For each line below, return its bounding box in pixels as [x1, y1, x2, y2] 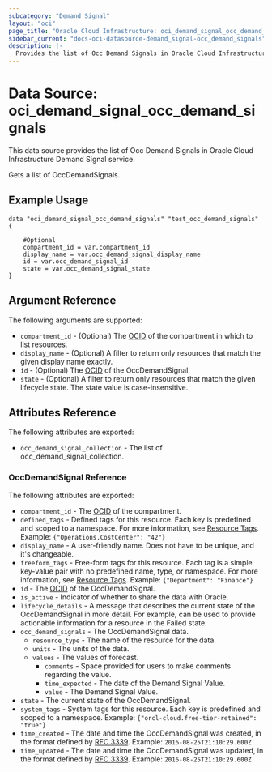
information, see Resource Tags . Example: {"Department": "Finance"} [19, 574, 253, 584]
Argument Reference [8, 293, 117, 308]
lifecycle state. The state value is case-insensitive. [19, 382, 189, 392]
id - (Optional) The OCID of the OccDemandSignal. [19, 365, 190, 375]
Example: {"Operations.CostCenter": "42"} [19, 531, 166, 541]
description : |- [8, 42, 63, 50]
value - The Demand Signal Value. [44, 686, 159, 697]
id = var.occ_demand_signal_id [23, 257, 129, 266]
